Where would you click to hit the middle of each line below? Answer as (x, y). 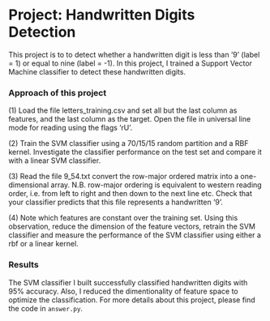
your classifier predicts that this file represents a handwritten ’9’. (116, 202)
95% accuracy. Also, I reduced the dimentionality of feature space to (124, 291)
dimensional (29, 185)
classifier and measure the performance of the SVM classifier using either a (135, 235)
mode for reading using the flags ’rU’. (71, 128)
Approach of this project (58, 92)
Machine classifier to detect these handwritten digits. (97, 71)
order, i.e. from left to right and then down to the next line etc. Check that (131, 194)
